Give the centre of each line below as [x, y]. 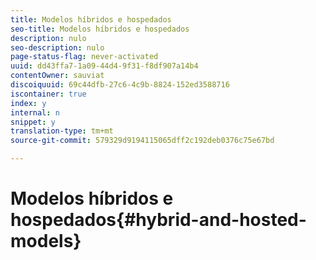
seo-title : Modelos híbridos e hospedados [100, 29]
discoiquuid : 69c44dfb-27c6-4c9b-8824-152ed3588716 [120, 85]
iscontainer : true [48, 94]
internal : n [35, 112]
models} [46, 241]
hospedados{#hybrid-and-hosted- [158, 220]
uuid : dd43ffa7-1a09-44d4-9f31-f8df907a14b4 [104, 66]
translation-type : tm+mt [62, 131]
